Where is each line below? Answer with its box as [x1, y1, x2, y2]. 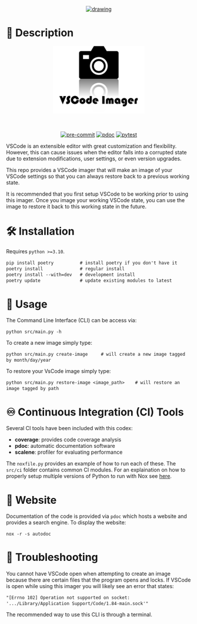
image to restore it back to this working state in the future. [6, 203, 147, 210]
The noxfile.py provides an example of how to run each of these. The [6, 460, 176, 467]
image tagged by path [6, 386, 59, 392]
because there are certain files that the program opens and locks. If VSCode [6, 576, 191, 583]
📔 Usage [6, 298, 48, 311]
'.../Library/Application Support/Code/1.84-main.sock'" [6, 601, 149, 607]
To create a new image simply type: [6, 339, 92, 346]
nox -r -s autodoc [6, 531, 51, 537]
